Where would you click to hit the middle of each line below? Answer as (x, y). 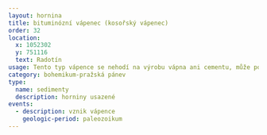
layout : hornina (35, 15)
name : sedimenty (42, 89)
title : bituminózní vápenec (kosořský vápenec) (89, 23)
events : (21, 104)
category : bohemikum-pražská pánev (67, 75)
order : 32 (25, 30)
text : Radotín (39, 60)
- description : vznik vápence (65, 112)
